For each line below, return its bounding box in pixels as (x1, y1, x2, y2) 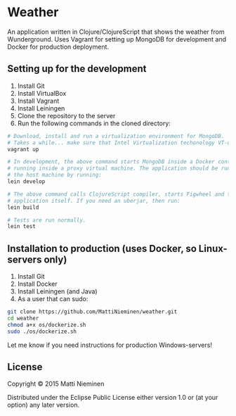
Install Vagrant (17, 96, 60, 105)
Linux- (198, 242, 228, 254)
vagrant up (7, 146, 39, 153)
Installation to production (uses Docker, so (7, 242, 197, 254)
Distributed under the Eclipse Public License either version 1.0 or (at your (7, 393, 218, 402)
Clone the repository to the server (17, 111, 116, 120)
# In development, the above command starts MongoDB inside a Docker (7, 158, 216, 165)
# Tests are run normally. (7, 216, 86, 224)
